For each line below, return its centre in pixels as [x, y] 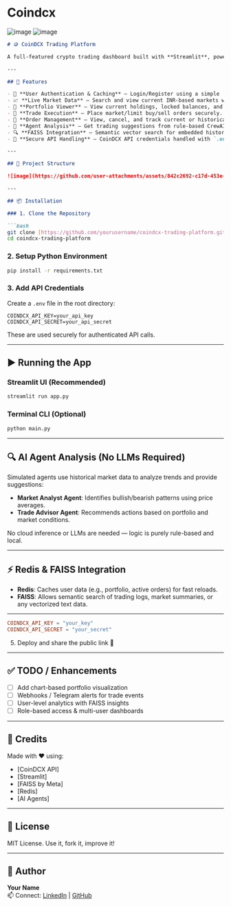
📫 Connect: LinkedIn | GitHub [49, 896]
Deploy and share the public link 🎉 [66, 642]
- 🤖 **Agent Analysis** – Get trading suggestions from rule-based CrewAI [117, 126]
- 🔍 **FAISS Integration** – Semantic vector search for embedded [105, 132]
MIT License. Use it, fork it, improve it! [61, 843]
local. [15, 540]
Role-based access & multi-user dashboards [80, 710]
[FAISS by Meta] [40, 783]
